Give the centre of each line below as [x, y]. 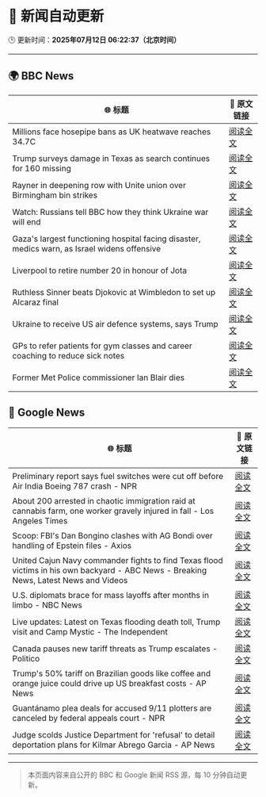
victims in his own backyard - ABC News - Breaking [110, 570]
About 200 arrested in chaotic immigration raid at [104, 500]
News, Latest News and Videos [70, 580]
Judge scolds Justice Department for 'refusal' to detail [114, 734]
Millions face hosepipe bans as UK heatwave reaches [112, 132]
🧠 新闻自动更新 [56, 16]
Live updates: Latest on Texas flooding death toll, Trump [116, 622]
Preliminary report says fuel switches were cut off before [118, 476]
